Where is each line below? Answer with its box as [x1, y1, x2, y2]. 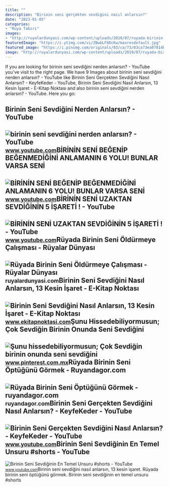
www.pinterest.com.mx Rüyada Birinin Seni [5, 358, 131, 367]
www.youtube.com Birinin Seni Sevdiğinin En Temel [5, 440, 159, 449]
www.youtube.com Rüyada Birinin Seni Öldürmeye [5, 235, 156, 244]
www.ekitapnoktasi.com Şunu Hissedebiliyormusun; [5, 317, 160, 326]
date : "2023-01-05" [5, 17, 46, 22]
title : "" [5, 7, 26, 13]
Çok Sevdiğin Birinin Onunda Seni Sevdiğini [5, 325, 144, 333]
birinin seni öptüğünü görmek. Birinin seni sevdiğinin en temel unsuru [5, 472, 149, 478]
